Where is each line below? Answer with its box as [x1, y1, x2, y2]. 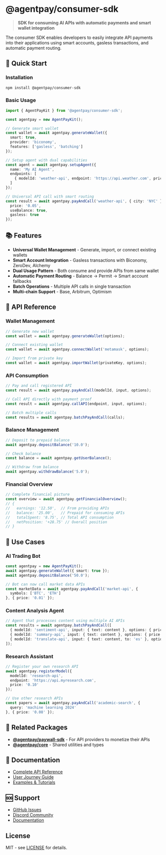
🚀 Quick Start [5, 59, 47, 68]
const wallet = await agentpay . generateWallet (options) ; [5, 334, 125, 339]
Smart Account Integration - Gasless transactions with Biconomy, [12, 257, 148, 263]
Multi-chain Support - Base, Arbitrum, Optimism [12, 288, 112, 294]
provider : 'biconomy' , [10, 139, 57, 145]
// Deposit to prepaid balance [5, 438, 70, 443]
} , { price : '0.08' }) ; [5, 710, 55, 715]
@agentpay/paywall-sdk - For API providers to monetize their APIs [12, 736, 150, 742]
